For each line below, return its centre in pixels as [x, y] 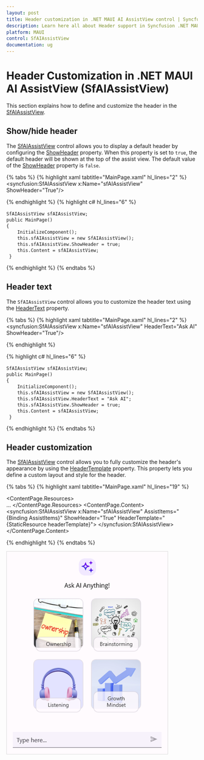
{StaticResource [26, 524]
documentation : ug [29, 45]
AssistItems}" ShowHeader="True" [73, 518]
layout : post [23, 13]
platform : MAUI [25, 32]
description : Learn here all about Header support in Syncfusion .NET [97, 26]
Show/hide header [42, 131]
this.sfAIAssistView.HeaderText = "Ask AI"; [74, 399]
